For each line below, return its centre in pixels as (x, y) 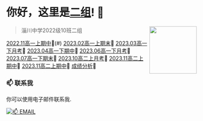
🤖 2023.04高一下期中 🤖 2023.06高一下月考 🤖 (76, 51)
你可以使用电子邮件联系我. (39, 99)
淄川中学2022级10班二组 (52, 30)
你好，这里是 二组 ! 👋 (55, 12)
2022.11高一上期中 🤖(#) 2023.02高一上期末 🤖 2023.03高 (74, 43)
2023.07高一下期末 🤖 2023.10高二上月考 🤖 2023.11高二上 (75, 58)
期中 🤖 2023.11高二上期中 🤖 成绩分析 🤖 (51, 66)
